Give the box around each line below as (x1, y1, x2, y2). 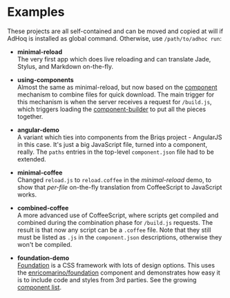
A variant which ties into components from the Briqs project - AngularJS (17, 132, 222, 141)
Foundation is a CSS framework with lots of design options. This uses (17, 261, 215, 269)
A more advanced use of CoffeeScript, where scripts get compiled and (17, 211, 219, 219)
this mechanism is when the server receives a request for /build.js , (17, 97, 212, 106)
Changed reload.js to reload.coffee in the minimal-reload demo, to (17, 175, 212, 183)
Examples (7, 4, 65, 20)
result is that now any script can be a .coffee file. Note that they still (17, 226, 211, 234)
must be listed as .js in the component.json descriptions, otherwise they (17, 232, 222, 241)
